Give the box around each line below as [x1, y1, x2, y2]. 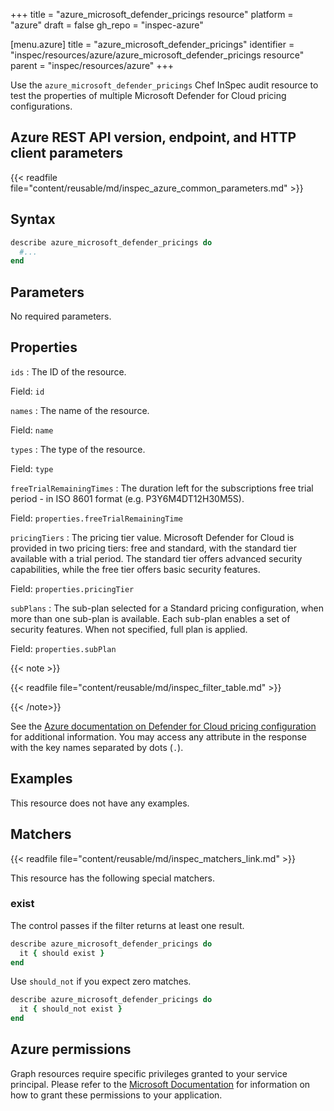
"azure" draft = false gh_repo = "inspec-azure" [10, 19, 204, 31]
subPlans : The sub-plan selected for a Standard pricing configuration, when [10, 602, 325, 614]
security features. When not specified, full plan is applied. [10, 623, 248, 635]
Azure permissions [10, 1041, 132, 1058]
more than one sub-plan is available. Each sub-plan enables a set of [10, 612, 291, 624]
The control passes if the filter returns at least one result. [10, 919, 245, 931]
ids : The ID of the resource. [10, 365, 127, 378]
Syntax [10, 211, 56, 228]
